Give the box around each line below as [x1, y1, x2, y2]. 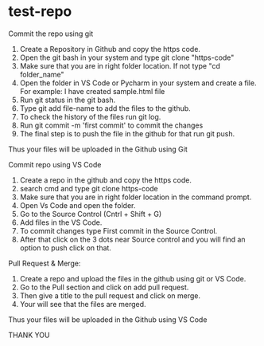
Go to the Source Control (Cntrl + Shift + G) [19, 209, 162, 218]
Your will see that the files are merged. [19, 299, 146, 309]
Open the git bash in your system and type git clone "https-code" [19, 53, 235, 62]
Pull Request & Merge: [8, 258, 81, 268]
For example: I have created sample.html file [19, 86, 165, 96]
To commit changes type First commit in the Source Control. [19, 226, 218, 235]
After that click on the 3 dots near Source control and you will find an [19, 234, 246, 244]
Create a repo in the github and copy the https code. [19, 175, 192, 185]
